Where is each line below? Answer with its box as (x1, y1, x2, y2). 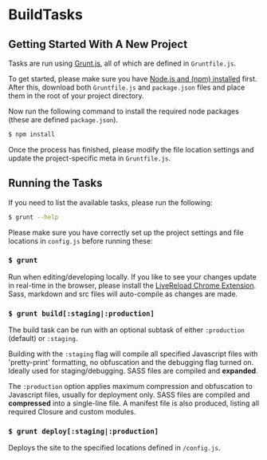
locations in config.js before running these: (8, 236, 153, 245)
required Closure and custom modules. (8, 407, 136, 417)
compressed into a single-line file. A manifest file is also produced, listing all (8, 399, 260, 408)
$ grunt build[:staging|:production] (8, 309, 155, 318)
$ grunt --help (8, 213, 59, 221)
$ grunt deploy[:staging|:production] (8, 427, 159, 436)
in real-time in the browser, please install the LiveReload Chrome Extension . (8, 280, 257, 290)
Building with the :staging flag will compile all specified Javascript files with (8, 349, 258, 359)
